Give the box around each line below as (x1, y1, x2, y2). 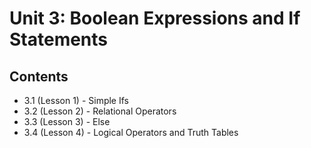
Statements (9, 28, 109, 51)
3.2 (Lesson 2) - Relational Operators (23, 105, 177, 117)
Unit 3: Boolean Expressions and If (9, 7, 301, 30)
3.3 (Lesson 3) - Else (23, 116, 111, 127)
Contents (9, 68, 69, 85)
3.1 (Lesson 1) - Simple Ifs (23, 95, 129, 106)
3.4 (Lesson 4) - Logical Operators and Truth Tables (23, 127, 239, 138)
